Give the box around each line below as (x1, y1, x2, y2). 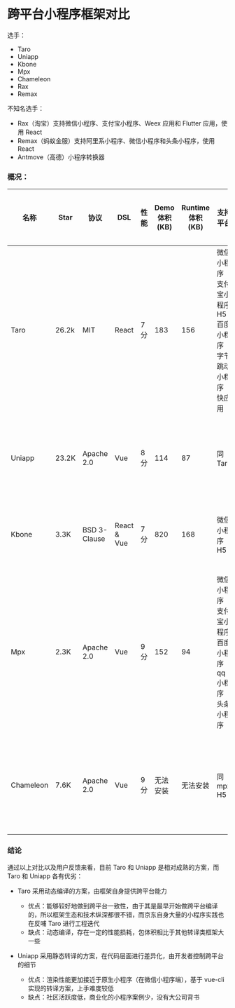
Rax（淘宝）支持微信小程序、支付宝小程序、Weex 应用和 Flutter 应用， (17, 119, 222, 127)
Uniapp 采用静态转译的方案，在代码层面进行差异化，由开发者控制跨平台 (17, 951, 224, 960)
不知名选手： (7, 104, 44, 112)
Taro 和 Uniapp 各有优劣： (7, 871, 83, 880)
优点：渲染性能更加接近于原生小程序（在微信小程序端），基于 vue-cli (27, 975, 225, 983)
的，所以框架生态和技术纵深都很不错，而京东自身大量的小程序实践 (27, 910, 218, 919)
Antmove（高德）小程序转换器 (17, 152, 105, 161)
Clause (82, 534, 106, 544)
